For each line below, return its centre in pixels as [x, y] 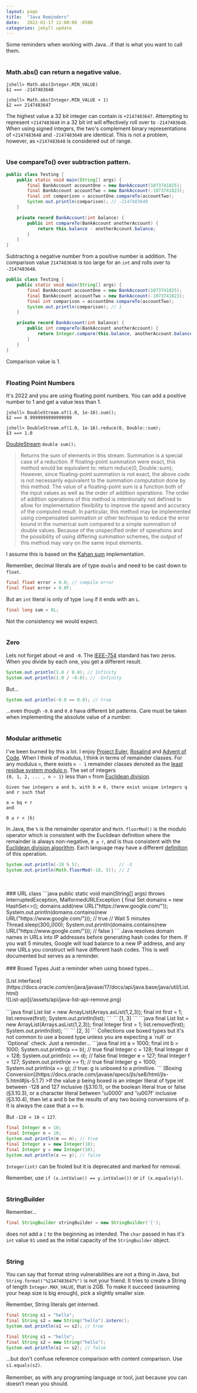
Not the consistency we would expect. [52, 621]
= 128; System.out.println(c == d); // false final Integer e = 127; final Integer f [98, 1056]
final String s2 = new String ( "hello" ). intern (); [68, 1321]
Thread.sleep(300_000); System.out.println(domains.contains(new [86, 925]
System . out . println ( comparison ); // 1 [74, 307]
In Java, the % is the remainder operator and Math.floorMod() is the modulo [96, 829]
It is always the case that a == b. [45, 1106]
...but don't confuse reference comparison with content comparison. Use [94, 1359]
